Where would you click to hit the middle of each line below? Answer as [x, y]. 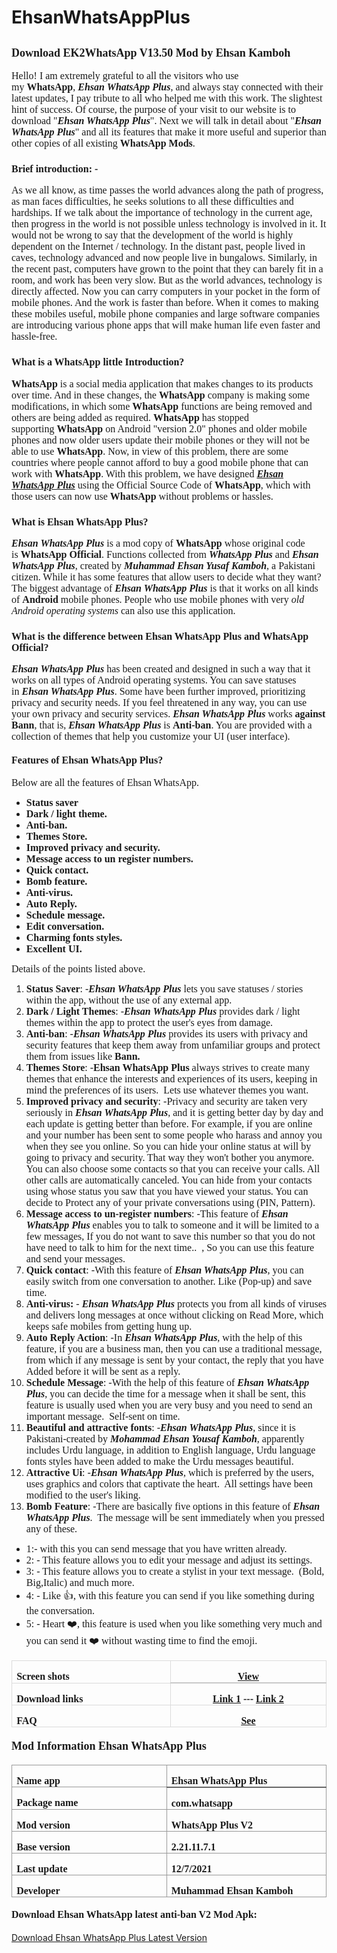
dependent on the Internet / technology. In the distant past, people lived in [158, 247]
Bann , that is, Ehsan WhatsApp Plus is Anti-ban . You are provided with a [162, 725]
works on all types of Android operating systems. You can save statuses [154, 680]
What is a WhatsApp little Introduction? [98, 362]
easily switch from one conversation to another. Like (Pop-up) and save [169, 1282]
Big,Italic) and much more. [80, 1583]
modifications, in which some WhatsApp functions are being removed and [162, 406]
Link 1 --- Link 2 [248, 1699]
